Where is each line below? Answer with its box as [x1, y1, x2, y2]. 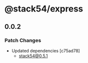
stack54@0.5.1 [18, 53, 48, 59]
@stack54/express [4, 3, 83, 14]
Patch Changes [4, 37, 42, 44]
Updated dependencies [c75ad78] [11, 48, 80, 53]
